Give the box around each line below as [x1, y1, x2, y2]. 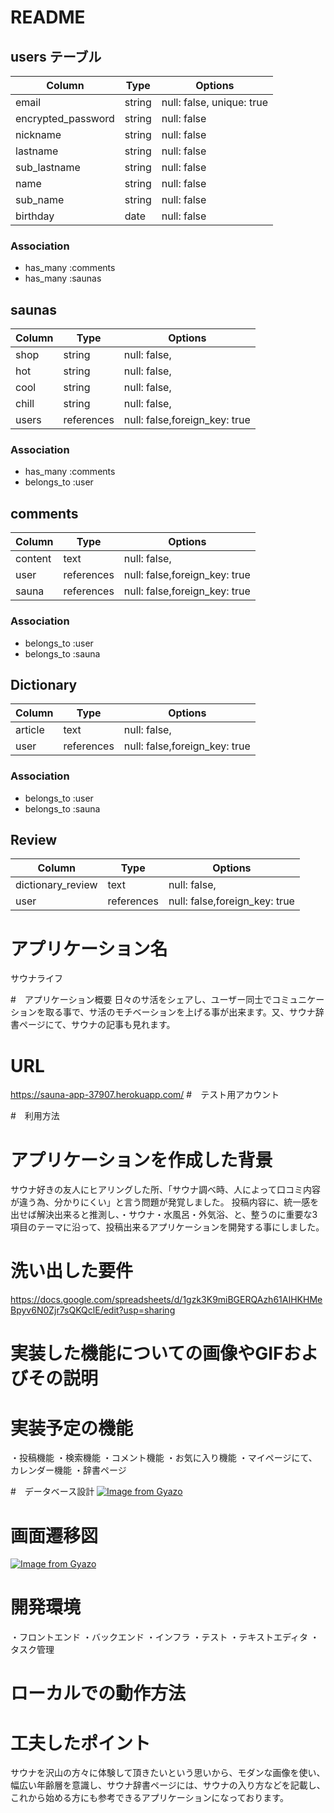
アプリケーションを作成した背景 [10, 1149, 273, 1171]
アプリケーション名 [10, 937, 168, 960]
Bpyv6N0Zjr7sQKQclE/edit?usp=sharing [10, 1304, 176, 1316]
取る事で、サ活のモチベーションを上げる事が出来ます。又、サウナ [44, 1006, 316, 1018]
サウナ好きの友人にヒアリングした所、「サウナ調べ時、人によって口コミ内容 [10, 1184, 321, 1196]
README [10, 6, 86, 29]
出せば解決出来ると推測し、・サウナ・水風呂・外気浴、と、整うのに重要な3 [10, 1209, 318, 1221]
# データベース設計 [10, 1486, 95, 1498]
